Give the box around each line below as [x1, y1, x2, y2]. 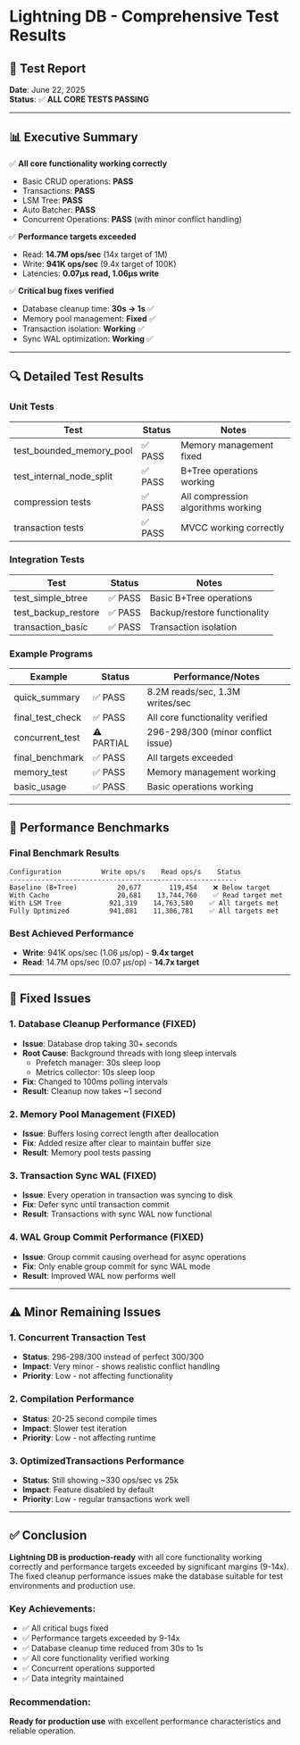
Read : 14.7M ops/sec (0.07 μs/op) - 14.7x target [21, 957, 200, 968]
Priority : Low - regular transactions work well [21, 1493, 190, 1504]
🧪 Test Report [9, 61, 87, 76]
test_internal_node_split [13, 470, 113, 482]
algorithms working [180, 501, 262, 513]
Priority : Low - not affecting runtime [21, 1432, 156, 1443]
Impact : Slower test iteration [21, 1423, 128, 1433]
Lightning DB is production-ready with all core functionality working [9, 1551, 262, 1562]
